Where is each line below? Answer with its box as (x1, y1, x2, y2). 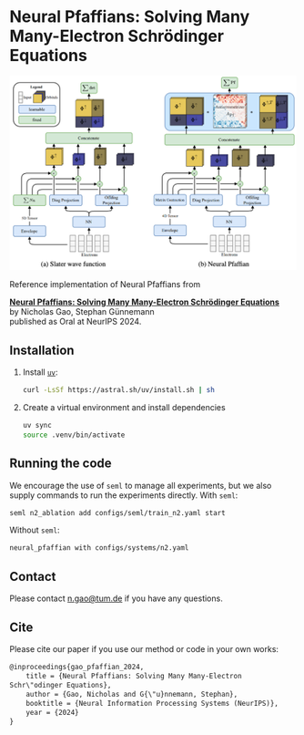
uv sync (22, 421, 52, 430)
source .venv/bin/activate (22, 430, 126, 440)
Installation (9, 342, 75, 357)
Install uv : (22, 367, 58, 378)
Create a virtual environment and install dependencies (22, 402, 226, 413)
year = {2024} (25, 708, 79, 717)
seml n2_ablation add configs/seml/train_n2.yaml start (9, 508, 226, 517)
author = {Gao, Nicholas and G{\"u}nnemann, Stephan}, (25, 689, 238, 699)
